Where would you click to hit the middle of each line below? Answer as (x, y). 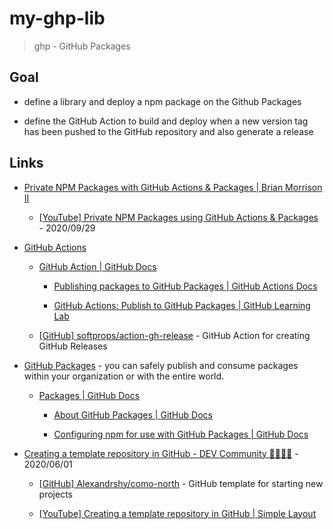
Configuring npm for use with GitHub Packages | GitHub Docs (181, 434)
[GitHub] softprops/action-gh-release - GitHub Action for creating (174, 335)
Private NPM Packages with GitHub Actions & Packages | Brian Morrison (173, 187)
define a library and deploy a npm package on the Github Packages (162, 101)
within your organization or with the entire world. (124, 376)
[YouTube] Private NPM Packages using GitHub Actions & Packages (178, 217)
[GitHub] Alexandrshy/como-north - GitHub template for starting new (181, 483)
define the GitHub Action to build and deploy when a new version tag (166, 121)
